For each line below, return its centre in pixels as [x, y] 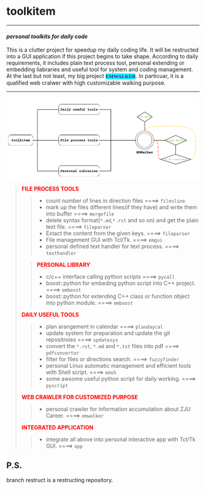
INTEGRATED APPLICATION [57, 427]
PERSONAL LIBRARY [63, 265]
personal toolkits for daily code [47, 36]
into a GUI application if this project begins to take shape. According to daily [102, 56]
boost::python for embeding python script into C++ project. [121, 283]
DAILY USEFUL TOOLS [50, 315]
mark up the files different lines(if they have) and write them [121, 208]
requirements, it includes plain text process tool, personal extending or [96, 63]
